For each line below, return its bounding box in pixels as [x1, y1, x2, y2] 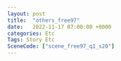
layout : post [7, 10, 46, 18]
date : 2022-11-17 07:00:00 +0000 [7, 23, 112, 30]
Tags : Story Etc [7, 36, 55, 43]
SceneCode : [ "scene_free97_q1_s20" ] [7, 43, 115, 50]
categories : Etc [7, 29, 55, 37]
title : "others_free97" [7, 17, 80, 24]
